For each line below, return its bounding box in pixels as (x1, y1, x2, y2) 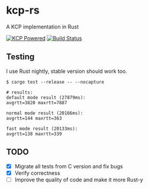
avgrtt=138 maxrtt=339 (6, 131, 62, 137)
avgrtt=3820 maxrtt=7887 (6, 100, 67, 105)
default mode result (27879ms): (6, 94, 86, 101)
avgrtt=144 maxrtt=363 (6, 115, 62, 121)
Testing (6, 52, 35, 62)
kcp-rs (6, 4, 40, 17)
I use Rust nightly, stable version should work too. (6, 68, 128, 75)
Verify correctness (14, 169, 60, 177)
